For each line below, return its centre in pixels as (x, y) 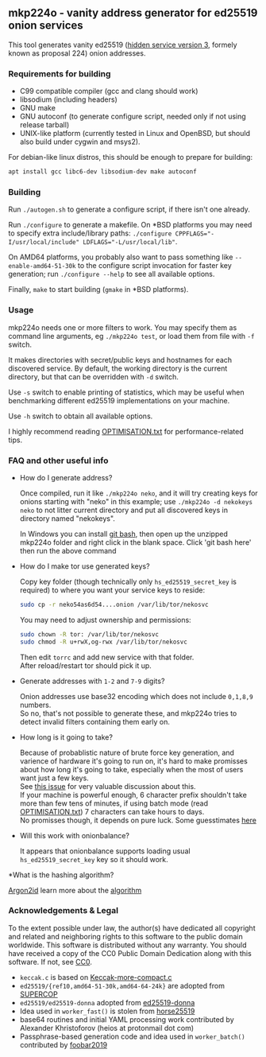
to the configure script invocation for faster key (154, 266)
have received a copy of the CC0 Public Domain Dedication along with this (130, 953)
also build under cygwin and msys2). (80, 142)
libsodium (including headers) (68, 99)
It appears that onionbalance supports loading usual (105, 851)
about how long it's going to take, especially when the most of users (131, 769)
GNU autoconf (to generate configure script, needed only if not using (133, 117)
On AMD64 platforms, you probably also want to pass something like (121, 257)
